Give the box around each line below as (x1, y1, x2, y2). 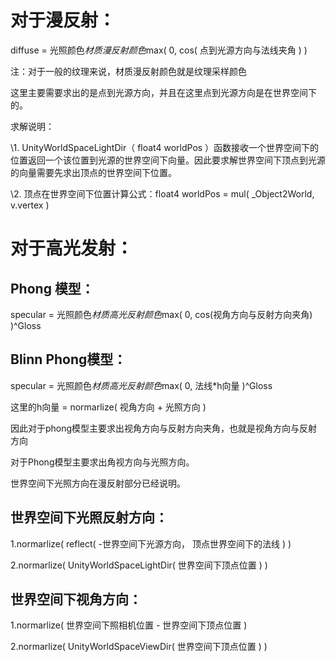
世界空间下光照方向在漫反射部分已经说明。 (10, 477, 186, 489)
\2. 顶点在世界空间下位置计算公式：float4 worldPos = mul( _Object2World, (10, 187, 315, 200)
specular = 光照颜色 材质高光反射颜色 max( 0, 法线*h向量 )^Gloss (10, 379, 273, 391)
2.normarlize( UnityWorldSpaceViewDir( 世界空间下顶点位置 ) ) (10, 641, 268, 653)
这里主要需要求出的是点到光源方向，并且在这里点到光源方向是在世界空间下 (10, 86, 317, 98)
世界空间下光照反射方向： (10, 509, 168, 526)
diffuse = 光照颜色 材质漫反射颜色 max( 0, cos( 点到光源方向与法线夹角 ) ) (10, 44, 308, 56)
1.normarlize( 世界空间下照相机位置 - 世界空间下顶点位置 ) (10, 619, 248, 631)
